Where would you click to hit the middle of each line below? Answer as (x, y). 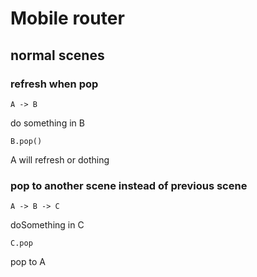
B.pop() (26, 141)
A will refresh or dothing (60, 159)
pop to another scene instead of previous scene (129, 185)
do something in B (47, 123)
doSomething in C (47, 225)
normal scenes (57, 55)
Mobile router (67, 18)
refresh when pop (54, 84)
